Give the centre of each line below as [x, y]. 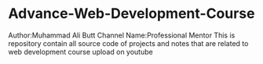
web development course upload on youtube [80, 52]
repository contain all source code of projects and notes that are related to [128, 43]
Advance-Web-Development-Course [131, 14]
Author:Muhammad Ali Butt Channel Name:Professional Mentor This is [122, 35]
